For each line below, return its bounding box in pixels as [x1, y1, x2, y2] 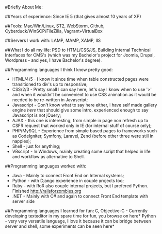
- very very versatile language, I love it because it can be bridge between [5, 218, 151, 224]
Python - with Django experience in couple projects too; [12, 178, 124, 183]
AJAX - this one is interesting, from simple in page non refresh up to [12, 118, 148, 123]
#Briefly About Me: [5, 4, 43, 10]
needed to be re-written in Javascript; [12, 97, 88, 103]
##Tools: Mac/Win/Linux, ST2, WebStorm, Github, [5, 23, 105, 29]
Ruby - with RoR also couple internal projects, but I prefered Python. [12, 183, 148, 189]
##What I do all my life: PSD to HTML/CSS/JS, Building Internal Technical [5, 47, 151, 53]
